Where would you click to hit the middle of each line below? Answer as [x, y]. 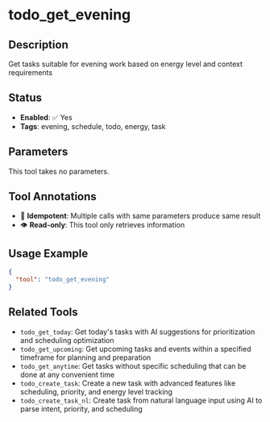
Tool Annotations [52, 196]
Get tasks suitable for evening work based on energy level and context [126, 64]
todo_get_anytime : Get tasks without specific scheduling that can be [133, 366]
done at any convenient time [67, 374]
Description [38, 45]
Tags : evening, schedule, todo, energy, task [93, 126]
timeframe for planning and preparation [85, 357]
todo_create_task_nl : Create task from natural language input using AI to [141, 400]
